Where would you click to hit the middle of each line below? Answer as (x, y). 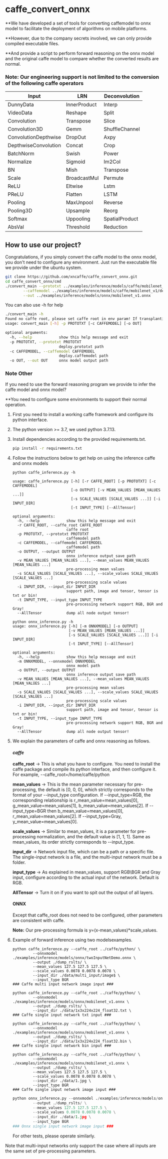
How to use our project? (43, 245)
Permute (113, 178)
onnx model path (83, 666)
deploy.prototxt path (81, 347)
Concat (74, 146)
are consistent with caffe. (38, 920)
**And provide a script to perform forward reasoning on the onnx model (80, 53)
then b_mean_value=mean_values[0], (85, 811)
